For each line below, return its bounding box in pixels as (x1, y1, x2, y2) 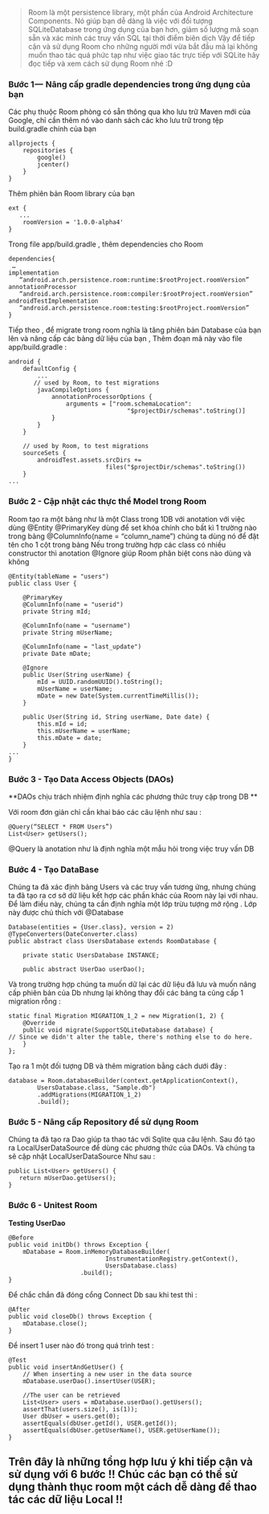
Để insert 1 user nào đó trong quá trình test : (8, 1341, 154, 1350)
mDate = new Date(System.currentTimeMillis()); (37, 691, 199, 700)
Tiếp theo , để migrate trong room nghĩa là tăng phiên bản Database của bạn (8, 325, 262, 335)
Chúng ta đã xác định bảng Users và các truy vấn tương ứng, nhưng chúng (8, 882, 256, 892)
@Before (8, 1233, 35, 1242)
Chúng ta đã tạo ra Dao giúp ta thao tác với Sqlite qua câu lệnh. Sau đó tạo (8, 1134, 255, 1144)
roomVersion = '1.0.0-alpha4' (22, 218, 124, 226)
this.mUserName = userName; (37, 726, 131, 735)
